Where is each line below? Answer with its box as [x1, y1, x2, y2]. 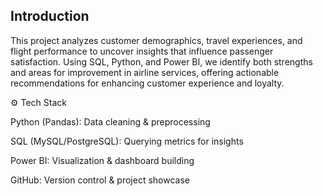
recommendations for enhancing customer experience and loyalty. [10, 77, 285, 89]
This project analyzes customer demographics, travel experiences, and [10, 34, 303, 46]
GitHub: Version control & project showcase [10, 174, 190, 186]
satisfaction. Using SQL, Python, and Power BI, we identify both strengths [10, 55, 313, 68]
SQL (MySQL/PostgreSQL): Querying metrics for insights [10, 135, 244, 147]
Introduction [10, 8, 90, 25]
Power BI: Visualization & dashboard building [10, 154, 195, 166]
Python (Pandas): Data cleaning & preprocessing [10, 115, 211, 128]
